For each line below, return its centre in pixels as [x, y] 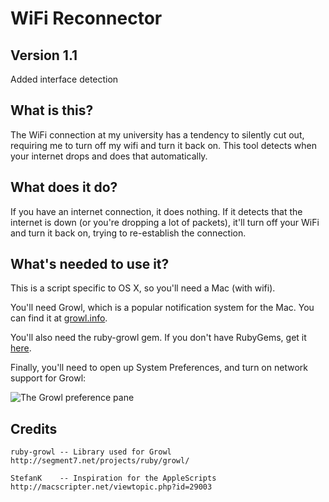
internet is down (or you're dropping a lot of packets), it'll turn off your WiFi [165, 222]
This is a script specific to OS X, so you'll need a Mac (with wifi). [143, 288]
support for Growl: [48, 378]
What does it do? [64, 187]
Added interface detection [64, 79]
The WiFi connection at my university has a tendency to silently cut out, [157, 134]
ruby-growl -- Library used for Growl [91, 452]
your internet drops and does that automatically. [109, 156]
